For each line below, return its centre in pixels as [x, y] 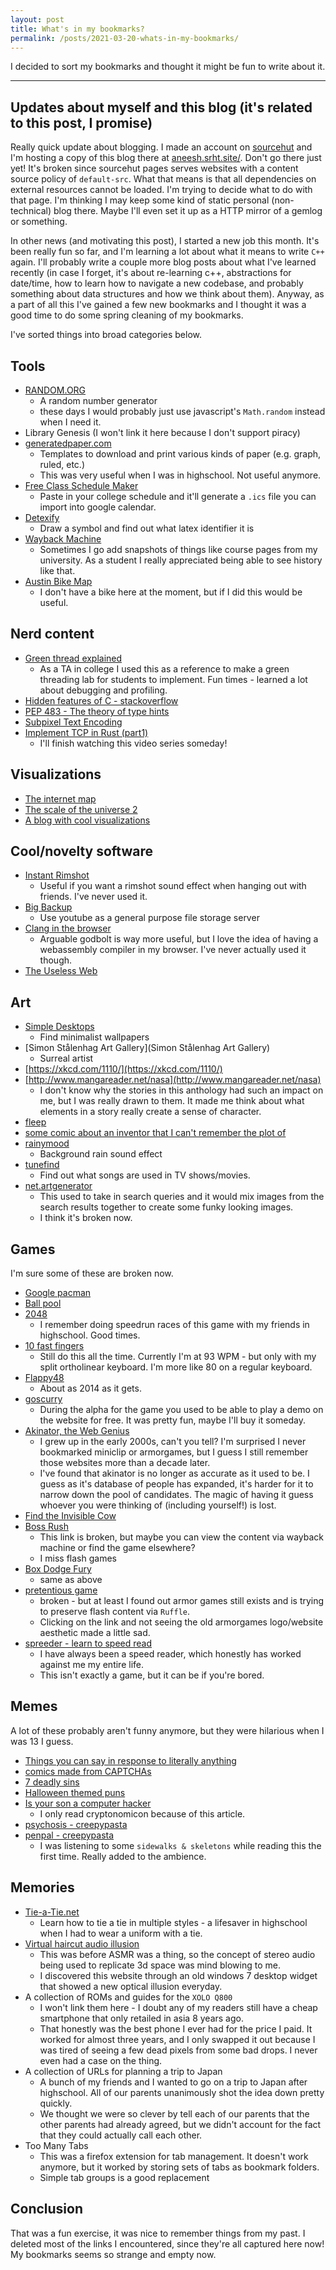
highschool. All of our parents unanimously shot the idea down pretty [182, 2092]
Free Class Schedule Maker [81, 485]
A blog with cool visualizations [87, 820]
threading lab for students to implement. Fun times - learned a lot [173, 679]
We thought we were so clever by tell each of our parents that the [174, 2113]
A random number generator [98, 400]
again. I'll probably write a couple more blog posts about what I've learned [163, 262]
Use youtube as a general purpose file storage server [149, 918]
